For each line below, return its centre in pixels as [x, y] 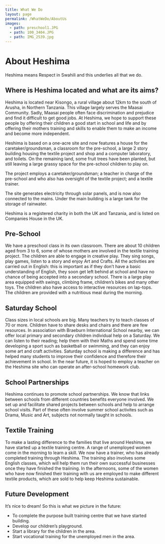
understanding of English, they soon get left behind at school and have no [80, 272]
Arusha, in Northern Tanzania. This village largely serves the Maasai [74, 107]
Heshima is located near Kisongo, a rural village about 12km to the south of [81, 102]
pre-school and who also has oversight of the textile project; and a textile [79, 178]
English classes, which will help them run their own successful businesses [80, 463]
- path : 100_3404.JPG [32, 32]
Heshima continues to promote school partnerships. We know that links [77, 394]
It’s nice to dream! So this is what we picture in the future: [63, 506]
